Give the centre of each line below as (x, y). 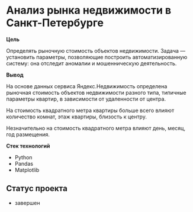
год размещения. (28, 134)
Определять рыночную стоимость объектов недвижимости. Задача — (96, 50)
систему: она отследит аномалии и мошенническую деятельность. (91, 63)
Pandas (24, 163)
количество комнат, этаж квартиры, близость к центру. (76, 117)
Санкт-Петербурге (55, 23)
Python (23, 157)
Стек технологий (28, 146)
